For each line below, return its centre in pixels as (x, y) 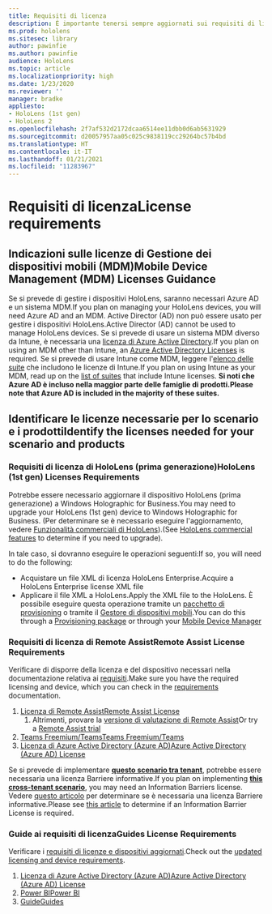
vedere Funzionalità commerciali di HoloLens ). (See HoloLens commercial (130, 529)
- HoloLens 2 (30, 122)
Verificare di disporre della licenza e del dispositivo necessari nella (119, 670)
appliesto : (27, 106)
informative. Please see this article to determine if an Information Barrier (127, 805)
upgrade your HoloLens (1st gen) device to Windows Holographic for (123, 512)
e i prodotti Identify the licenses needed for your (132, 431)
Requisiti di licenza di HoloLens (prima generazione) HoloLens (132, 467)
